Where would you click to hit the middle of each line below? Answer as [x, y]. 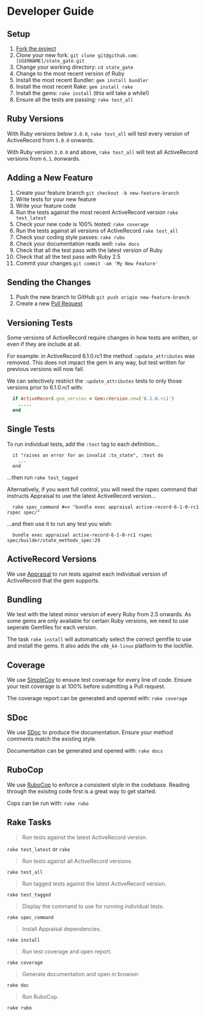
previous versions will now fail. [46, 369]
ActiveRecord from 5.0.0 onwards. [50, 140]
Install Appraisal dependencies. [61, 929]
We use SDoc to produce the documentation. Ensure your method [90, 732]
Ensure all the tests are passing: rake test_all [75, 100]
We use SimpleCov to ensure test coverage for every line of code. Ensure [99, 680]
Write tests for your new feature [56, 199]
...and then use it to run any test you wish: [60, 524]
